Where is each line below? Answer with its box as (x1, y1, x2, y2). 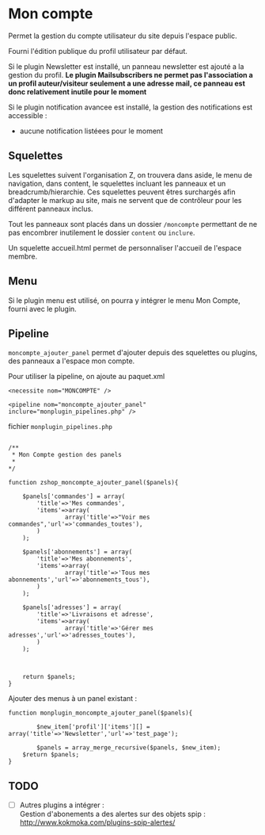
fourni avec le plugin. (8, 304, 77, 313)
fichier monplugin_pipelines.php (8, 422, 113, 431)
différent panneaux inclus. (8, 204, 93, 213)
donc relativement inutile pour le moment (8, 86, 147, 96)
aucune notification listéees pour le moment (19, 126, 164, 136)
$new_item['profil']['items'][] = (36, 723, 150, 731)
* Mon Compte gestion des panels (11, 451, 123, 459)
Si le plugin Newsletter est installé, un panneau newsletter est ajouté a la (8, 61, 244, 71)
